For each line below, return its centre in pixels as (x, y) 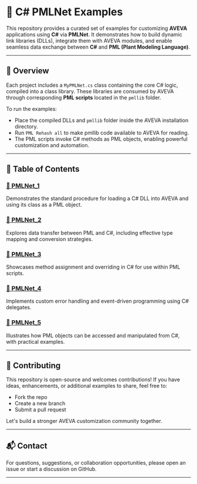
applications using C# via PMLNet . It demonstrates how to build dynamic (94, 34)
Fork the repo (31, 397)
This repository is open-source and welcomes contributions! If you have (93, 380)
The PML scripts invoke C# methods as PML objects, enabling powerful (101, 139)
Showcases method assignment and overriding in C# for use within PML (93, 267)
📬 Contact (27, 446)
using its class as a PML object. (44, 205)
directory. (26, 126)
